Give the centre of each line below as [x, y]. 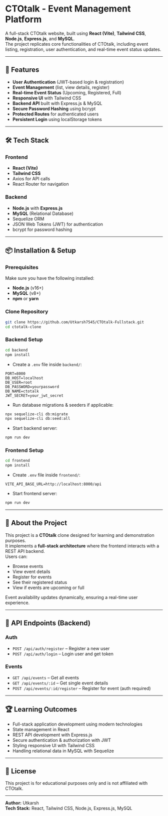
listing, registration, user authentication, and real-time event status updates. [83, 49]
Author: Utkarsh [22, 803]
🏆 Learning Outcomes [41, 709]
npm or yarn [25, 299]
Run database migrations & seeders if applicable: [63, 405]
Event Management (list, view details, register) [61, 87]
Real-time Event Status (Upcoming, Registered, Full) [67, 92]
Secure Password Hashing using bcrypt [54, 108]
